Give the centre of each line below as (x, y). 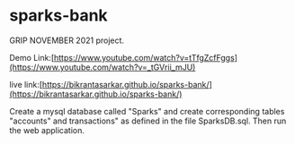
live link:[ (26, 84)
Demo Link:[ (32, 57)
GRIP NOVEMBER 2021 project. (67, 40)
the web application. (47, 130)
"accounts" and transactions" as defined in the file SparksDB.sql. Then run (148, 121)
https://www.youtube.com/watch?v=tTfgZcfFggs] (146, 57)
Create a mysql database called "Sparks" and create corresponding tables (147, 111)
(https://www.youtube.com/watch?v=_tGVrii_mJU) (103, 67)
